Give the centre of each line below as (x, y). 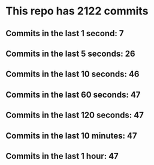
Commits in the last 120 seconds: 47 (75, 115)
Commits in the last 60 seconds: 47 (73, 95)
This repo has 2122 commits (77, 11)
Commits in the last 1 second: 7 (65, 33)
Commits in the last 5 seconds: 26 (70, 53)
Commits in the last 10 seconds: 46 (73, 74)
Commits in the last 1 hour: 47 (62, 156)
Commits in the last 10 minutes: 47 (71, 136)
